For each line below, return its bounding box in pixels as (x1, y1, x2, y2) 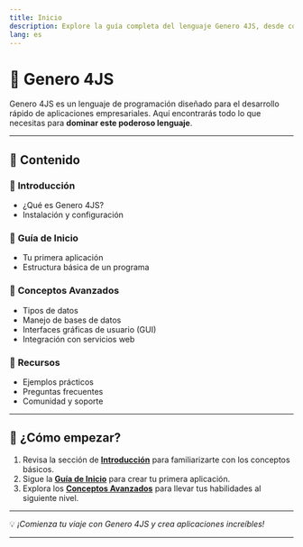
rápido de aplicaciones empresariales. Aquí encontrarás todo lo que (9, 108, 262, 119)
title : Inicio (9, 13, 63, 23)
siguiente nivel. (22, 492, 79, 503)
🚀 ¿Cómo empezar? (9, 430, 122, 446)
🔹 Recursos (9, 356, 60, 369)
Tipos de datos (22, 305, 78, 315)
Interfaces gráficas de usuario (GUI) (22, 324, 157, 334)
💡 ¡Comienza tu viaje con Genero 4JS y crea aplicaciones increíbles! (9, 518, 265, 529)
